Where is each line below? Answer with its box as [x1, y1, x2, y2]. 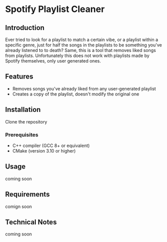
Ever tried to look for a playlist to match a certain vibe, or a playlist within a [5, 36, 159, 42]
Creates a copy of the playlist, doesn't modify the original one [12, 91, 140, 97]
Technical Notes [5, 217, 57, 226]
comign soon [5, 203, 32, 209]
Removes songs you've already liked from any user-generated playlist [12, 85, 156, 91]
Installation [5, 105, 41, 114]
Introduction [5, 23, 45, 32]
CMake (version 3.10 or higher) [12, 147, 76, 153]
